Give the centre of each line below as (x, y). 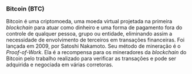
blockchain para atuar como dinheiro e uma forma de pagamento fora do (94, 27)
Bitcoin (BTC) (25, 9)
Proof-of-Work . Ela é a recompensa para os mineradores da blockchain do (96, 52)
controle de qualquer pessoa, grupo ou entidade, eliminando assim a (89, 34)
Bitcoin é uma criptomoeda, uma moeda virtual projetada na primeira (89, 22)
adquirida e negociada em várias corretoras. (60, 65)
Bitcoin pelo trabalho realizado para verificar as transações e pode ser (91, 59)
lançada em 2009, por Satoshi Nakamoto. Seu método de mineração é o (93, 46)
